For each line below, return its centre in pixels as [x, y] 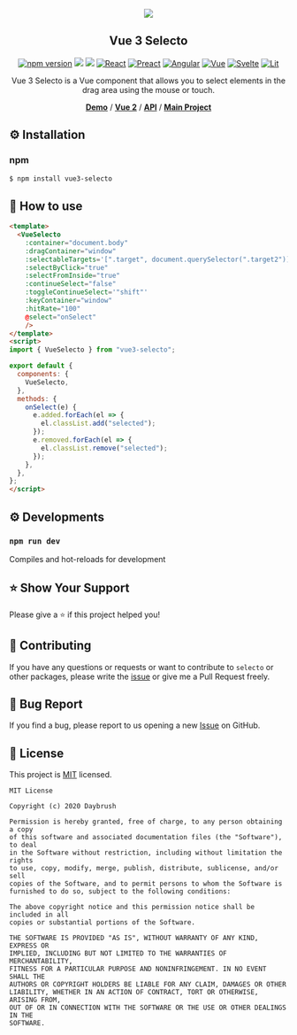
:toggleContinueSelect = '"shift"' [87, 292]
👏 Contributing [50, 646]
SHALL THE [27, 977]
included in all [39, 915]
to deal [23, 846]
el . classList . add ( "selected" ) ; [99, 424]
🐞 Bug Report [46, 704]
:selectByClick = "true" [67, 267]
